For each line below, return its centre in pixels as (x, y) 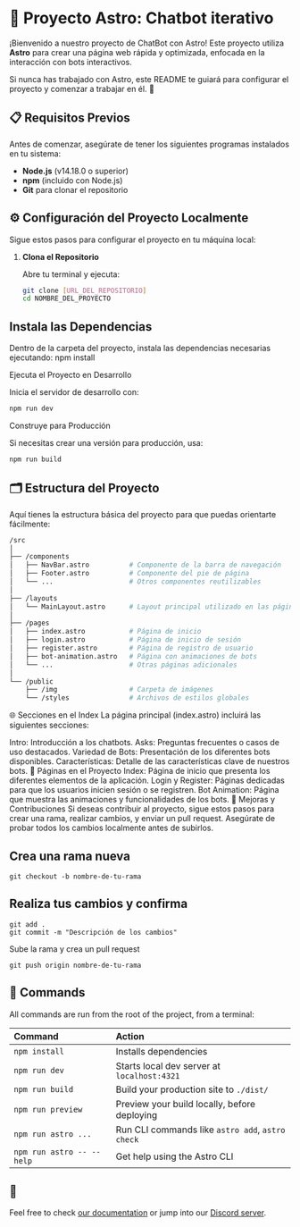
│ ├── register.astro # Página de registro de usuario (131, 648)
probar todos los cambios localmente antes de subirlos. (112, 828)
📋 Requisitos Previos (70, 118)
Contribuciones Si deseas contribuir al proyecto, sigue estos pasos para (142, 809)
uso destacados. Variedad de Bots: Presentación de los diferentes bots (140, 752)
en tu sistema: (35, 153)
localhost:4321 (148, 1076)
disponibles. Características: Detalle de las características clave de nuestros (150, 761)
